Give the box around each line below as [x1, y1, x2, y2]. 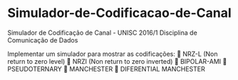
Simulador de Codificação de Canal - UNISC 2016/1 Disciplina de [7, 28, 197, 37]
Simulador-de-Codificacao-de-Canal [7, 5, 232, 21]
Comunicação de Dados [7, 35, 78, 44]
